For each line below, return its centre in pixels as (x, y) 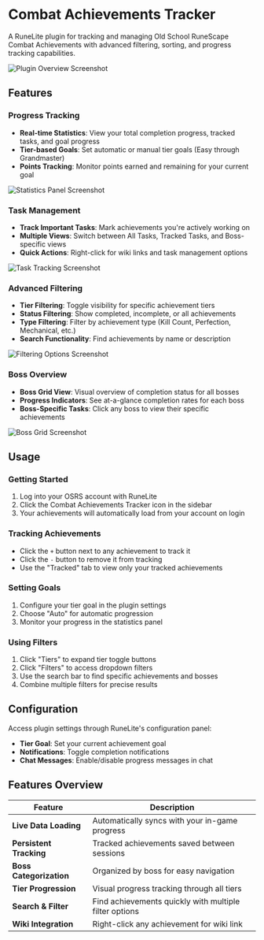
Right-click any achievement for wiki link (168, 923)
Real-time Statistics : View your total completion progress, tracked (127, 132)
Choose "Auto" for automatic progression (86, 613)
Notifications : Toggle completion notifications (94, 752)
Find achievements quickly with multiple (166, 901)
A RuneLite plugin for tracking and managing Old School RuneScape (119, 36)
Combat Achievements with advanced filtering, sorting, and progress (120, 44)
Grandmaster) (42, 158)
